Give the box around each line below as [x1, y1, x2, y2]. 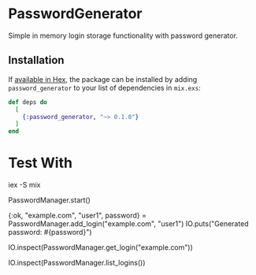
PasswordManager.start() [8, 195, 91, 205]
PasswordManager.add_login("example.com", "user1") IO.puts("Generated [8, 219, 250, 229]
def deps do [8, 98, 47, 106]
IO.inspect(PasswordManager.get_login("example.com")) [8, 243, 193, 252]
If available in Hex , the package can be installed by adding [8, 74, 198, 84]
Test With [8, 154, 73, 172]
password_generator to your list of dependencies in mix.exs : [8, 83, 201, 92]
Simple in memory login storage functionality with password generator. [8, 31, 239, 40]
